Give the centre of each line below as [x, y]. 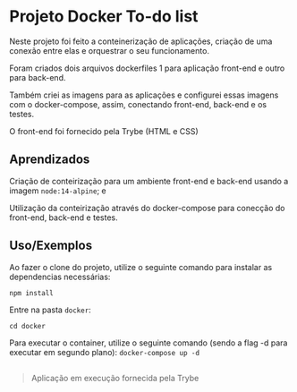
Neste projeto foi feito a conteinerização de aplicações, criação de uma [141, 41]
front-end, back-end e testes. [64, 217]
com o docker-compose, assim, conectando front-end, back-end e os [138, 104]
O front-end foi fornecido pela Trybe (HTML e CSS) [104, 131]
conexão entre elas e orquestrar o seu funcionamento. [110, 50]
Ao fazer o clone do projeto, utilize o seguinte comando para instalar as [141, 267]
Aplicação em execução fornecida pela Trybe [115, 378]
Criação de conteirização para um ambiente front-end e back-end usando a [149, 181]
